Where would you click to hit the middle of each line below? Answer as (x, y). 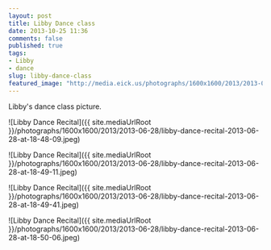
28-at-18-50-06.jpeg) (44, 237)
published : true (35, 46)
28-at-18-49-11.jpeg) (43, 172)
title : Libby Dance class (52, 23)
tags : (17, 53)
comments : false (35, 38)
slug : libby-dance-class (50, 76)
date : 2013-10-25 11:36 (48, 31)
